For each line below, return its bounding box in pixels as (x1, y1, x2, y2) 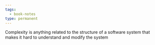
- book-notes (9, 12, 36, 16)
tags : (5, 7, 16, 12)
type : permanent (5, 16, 38, 21)
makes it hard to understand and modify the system (5, 34, 108, 40)
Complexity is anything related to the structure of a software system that (5, 30, 150, 35)
